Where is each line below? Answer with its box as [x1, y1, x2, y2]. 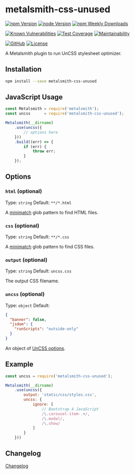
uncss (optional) [5, 290, 45, 298]
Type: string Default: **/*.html [5, 199, 72, 206]
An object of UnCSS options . [5, 345, 66, 351]
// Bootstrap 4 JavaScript [41, 407, 99, 412]
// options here [23, 129, 58, 135]
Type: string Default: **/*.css [5, 234, 70, 240]
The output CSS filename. [5, 278, 60, 284]
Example [5, 360, 34, 369]
